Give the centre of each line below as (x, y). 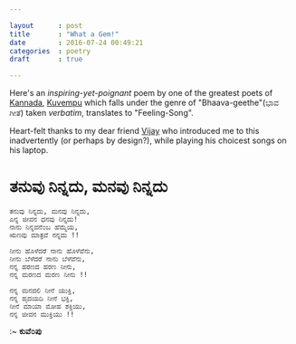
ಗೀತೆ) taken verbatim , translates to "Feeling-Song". (102, 113)
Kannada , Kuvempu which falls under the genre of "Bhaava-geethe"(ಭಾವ (144, 103)
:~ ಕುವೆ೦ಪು (26, 331)
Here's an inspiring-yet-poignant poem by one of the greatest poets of (141, 93)
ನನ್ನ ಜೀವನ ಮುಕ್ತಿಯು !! (42, 315)
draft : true (46, 60)
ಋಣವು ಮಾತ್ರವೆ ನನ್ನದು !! (44, 235)
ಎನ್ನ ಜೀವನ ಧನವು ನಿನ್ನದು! (44, 220)
